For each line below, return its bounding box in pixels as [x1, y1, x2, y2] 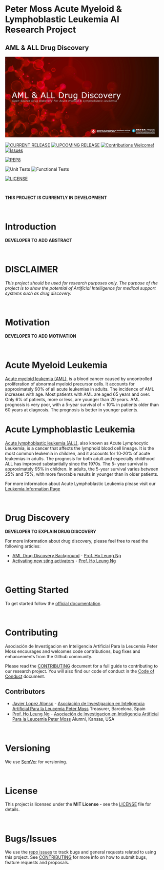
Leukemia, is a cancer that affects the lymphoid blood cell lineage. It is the [5, 445, 154, 451]
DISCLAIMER [5, 264, 59, 275]
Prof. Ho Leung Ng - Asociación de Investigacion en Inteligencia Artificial [12, 711, 159, 717]
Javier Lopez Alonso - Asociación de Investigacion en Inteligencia [12, 700, 145, 706]
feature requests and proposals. [5, 860, 69, 866]
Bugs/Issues [5, 833, 57, 844]
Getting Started [5, 585, 69, 596]
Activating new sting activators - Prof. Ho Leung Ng [12, 558, 116, 564]
